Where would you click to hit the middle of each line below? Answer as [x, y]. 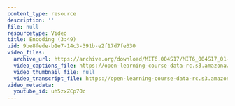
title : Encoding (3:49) [42, 40]
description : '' [31, 20]
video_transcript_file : [48, 78]
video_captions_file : [45, 66]
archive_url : [33, 59]
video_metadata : [31, 85]
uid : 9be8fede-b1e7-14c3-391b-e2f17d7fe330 [72, 46]
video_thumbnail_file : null [55, 72]
